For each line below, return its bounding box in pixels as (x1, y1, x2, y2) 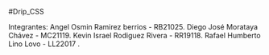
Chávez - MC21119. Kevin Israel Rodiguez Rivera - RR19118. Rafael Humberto (8, 31, 262, 40)
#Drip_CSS (8, 7, 44, 16)
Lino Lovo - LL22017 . (8, 39, 81, 49)
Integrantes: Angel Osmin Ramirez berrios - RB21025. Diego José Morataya (8, 22, 259, 31)
